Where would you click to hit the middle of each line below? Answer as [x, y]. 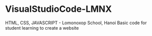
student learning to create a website [42, 28]
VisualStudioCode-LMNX [59, 9]
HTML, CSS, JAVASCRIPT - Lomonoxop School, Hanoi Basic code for [76, 23]
